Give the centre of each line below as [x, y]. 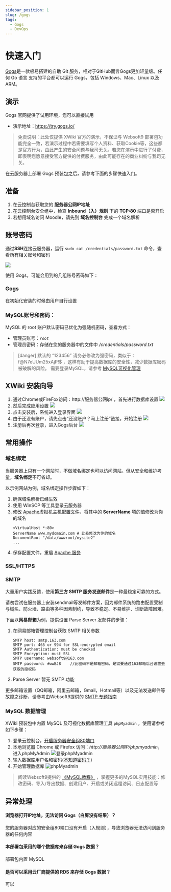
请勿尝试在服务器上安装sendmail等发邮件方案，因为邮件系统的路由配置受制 [84, 602]
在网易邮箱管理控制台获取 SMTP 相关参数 [56, 631]
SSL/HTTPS [20, 566]
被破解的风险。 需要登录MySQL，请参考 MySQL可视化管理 [79, 368]
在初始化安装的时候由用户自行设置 [41, 300]
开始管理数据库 [28, 766]
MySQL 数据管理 [26, 711]
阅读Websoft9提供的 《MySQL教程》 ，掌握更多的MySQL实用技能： [89, 777]
